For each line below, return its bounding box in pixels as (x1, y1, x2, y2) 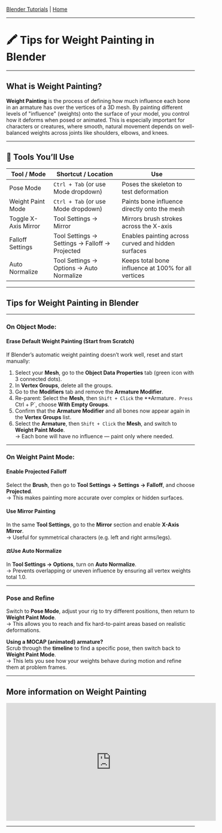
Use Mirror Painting (6, 508, 56, 515)
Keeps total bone (121, 256, 169, 265)
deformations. (6, 626, 41, 634)
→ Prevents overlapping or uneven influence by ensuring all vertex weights (6, 567, 191, 574)
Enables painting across (121, 231, 190, 240)
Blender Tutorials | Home (6, 6, 68, 13)
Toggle (9, 214, 29, 223)
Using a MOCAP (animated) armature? (6, 638, 104, 646)
